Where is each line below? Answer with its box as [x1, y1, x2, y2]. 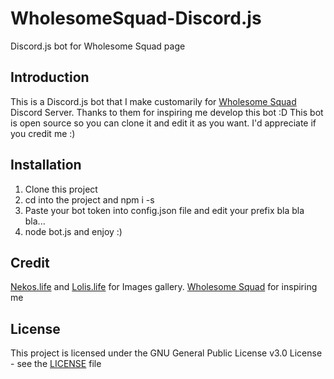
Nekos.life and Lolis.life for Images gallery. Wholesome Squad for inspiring [10, 281, 318, 293]
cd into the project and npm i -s [24, 193, 155, 206]
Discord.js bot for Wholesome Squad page [10, 40, 186, 52]
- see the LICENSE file [10, 358, 102, 370]
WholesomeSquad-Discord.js [10, 7, 262, 30]
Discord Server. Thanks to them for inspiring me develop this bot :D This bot [10, 106, 324, 118]
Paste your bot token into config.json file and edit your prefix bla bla [24, 204, 305, 216]
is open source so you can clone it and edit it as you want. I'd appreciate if [10, 117, 317, 129]
